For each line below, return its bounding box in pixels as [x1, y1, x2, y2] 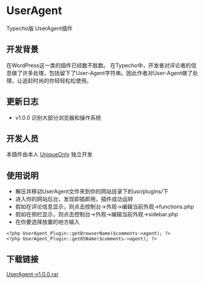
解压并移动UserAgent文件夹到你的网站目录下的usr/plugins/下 [15, 188, 169, 195]
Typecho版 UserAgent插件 [6, 24, 73, 32]
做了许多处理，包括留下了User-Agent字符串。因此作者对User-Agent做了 [11, 69, 193, 76]
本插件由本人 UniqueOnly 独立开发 [6, 151, 93, 158]
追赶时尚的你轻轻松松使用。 [22, 77, 92, 84]
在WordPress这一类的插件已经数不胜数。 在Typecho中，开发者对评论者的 [6, 62, 191, 69]
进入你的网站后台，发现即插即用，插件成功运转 [15, 195, 133, 203]
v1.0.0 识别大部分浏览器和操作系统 [15, 114, 101, 121]
